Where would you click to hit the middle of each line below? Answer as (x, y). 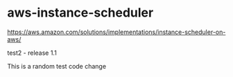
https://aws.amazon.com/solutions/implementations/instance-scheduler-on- (116, 32)
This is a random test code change (57, 66)
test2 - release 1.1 (32, 53)
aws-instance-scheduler (80, 13)
